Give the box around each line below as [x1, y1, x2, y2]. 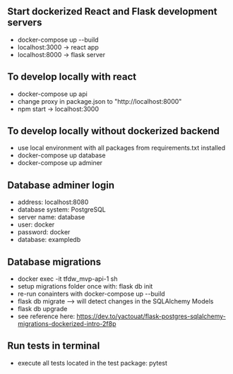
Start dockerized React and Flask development [7, 6, 217, 18]
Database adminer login [7, 179, 115, 191]
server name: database [17, 213, 85, 222]
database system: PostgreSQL [17, 205, 106, 214]
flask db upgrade [17, 305, 68, 313]
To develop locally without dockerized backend [7, 125, 220, 137]
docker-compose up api [17, 90, 88, 98]
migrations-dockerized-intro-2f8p [17, 320, 116, 328]
